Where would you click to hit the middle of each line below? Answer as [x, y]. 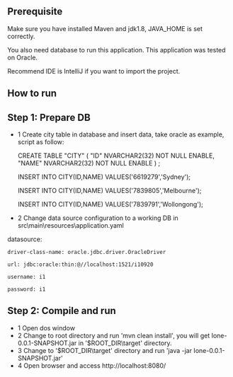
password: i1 [27, 289]
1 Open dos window [46, 327]
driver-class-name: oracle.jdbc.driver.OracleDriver [87, 253]
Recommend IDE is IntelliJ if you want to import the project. [94, 71]
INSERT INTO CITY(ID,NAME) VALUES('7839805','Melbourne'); [109, 191]
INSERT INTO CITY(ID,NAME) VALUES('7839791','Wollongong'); [110, 204]
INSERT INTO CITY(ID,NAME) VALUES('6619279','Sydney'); [104, 177]
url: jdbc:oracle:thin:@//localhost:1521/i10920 [80, 265]
